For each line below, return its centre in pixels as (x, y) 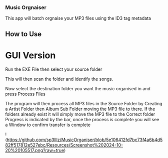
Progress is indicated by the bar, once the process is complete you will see (82, 119)
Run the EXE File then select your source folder (54, 69)
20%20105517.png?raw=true (35, 150)
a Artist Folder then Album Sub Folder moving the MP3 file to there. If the (80, 109)
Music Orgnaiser (26, 7)
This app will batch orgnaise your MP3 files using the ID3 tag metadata (78, 18)
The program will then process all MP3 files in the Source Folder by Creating (84, 103)
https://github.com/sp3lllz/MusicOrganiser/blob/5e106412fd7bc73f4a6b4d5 (85, 140)
